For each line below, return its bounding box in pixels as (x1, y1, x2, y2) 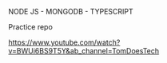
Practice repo (8, 22, 54, 31)
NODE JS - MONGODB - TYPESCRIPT (8, 7, 133, 16)
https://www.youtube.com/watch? (8, 37, 121, 47)
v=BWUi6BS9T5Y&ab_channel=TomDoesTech (8, 46, 160, 55)
